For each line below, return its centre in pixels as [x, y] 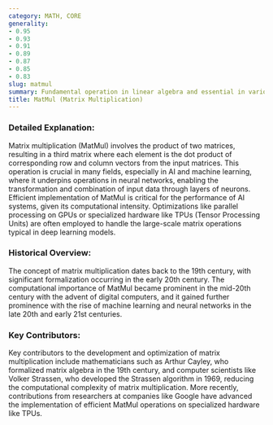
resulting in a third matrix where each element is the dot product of [120, 154]
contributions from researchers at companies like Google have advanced [130, 397]
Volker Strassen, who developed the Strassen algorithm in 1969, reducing [131, 379]
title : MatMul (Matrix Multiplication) [76, 99]
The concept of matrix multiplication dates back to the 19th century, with [130, 270]
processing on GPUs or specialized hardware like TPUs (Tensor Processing [134, 215]
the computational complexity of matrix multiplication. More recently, [123, 388]
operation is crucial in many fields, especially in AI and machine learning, [130, 171]
